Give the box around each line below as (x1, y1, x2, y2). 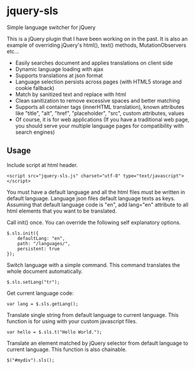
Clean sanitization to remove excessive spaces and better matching (15, 97, 180, 104)
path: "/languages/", (17, 240, 70, 246)
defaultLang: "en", (17, 235, 66, 241)
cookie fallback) (15, 84, 55, 91)
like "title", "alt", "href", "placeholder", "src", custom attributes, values (15, 110, 185, 117)
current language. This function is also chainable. (6, 345, 127, 353)
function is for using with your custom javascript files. (6, 317, 138, 325)
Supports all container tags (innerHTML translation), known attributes (15, 103, 185, 110)
